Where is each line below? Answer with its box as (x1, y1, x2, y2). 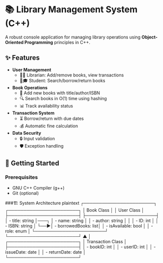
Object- (141, 34, 158, 40)
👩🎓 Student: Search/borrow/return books (19, 77, 105, 83)
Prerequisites (5, 174, 38, 181)
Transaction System (12, 110, 55, 116)
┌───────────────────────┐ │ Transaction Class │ (5, 239, 127, 245)
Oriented (5, 39, 24, 45)
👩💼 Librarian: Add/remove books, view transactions (19, 72, 124, 78)
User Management (12, 67, 52, 73)
